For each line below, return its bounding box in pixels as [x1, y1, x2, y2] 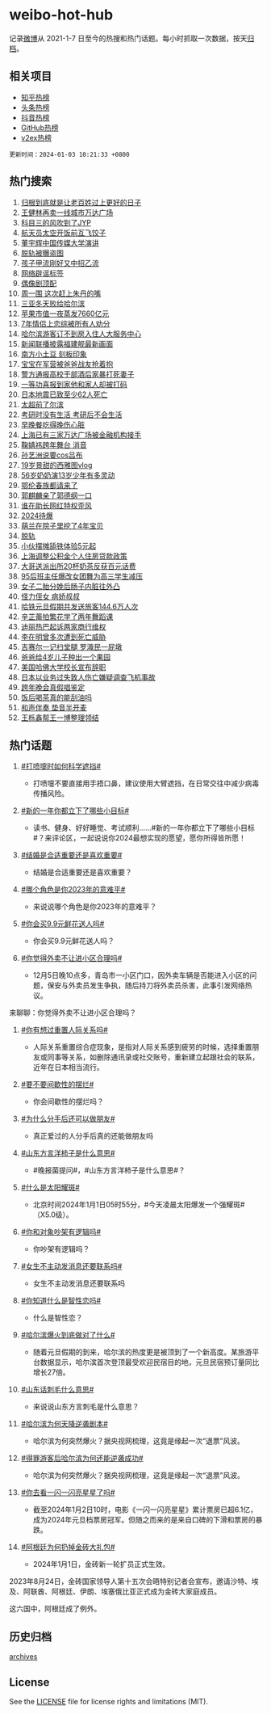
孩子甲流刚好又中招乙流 [20, 258, 99, 267]
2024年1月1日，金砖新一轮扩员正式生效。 [32, 1560, 170, 1569]
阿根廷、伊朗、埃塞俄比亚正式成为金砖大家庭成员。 [51, 1586, 221, 1597]
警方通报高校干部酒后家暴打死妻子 [20, 369, 135, 379]
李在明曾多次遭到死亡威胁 [20, 632, 106, 642]
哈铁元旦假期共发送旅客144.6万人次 [20, 601, 139, 611]
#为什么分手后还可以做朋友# [20, 1114, 115, 1124]
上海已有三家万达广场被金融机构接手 [20, 430, 142, 440]
